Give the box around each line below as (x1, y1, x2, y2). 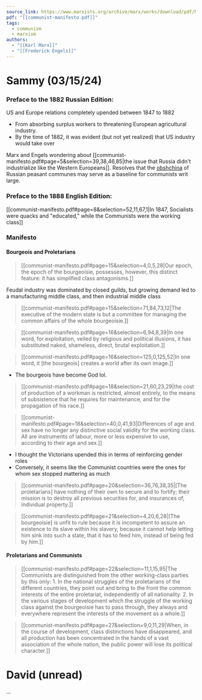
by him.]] (20, 538, 44, 545)
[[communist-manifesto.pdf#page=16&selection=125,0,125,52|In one (20, 353, 191, 360)
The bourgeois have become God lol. (14, 371, 107, 378)
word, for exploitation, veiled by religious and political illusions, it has (20, 335, 191, 342)
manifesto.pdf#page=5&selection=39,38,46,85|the (6, 158, 132, 165)
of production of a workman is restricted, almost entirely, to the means (20, 389, 195, 396)
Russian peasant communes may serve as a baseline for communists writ (6, 171, 188, 178)
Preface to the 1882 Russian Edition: (6, 95, 114, 103)
